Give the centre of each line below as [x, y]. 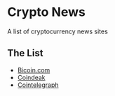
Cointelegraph [38, 85]
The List [25, 53]
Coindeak [31, 77]
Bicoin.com [34, 70]
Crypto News [46, 12]
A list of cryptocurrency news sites [58, 31]
